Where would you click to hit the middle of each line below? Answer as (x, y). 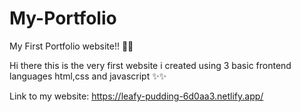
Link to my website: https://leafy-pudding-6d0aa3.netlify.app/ (136, 96)
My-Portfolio (63, 18)
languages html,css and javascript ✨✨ (88, 76)
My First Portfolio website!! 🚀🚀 (71, 46)
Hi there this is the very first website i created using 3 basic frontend (150, 65)
